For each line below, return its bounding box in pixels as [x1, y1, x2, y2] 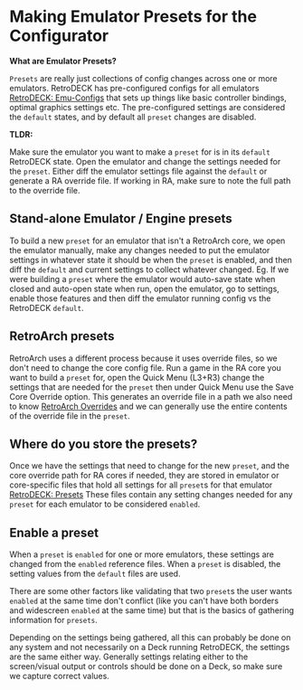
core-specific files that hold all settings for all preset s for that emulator [9, 479, 273, 490]
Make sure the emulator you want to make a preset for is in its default [9, 147, 271, 157]
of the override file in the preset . [9, 410, 130, 421]
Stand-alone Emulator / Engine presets [9, 211, 232, 227]
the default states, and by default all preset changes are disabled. [9, 111, 257, 122]
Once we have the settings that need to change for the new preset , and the [9, 460, 289, 471]
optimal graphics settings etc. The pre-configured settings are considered [9, 101, 286, 112]
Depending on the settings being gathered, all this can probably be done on [9, 632, 291, 643]
